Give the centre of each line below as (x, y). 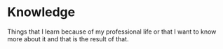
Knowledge (41, 12)
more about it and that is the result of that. (68, 38)
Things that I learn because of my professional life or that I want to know (112, 31)
